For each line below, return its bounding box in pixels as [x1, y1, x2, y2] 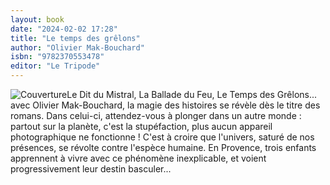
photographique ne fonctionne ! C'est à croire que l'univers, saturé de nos [10, 131, 315, 143]
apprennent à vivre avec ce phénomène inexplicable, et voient [10, 152, 267, 164]
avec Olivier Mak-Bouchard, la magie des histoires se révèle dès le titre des [10, 99, 321, 111]
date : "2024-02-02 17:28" [10, 24, 118, 34]
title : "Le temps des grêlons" [10, 33, 141, 43]
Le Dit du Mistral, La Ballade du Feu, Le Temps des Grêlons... [66, 89, 318, 100]
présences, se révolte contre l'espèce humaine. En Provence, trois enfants [10, 142, 317, 153]
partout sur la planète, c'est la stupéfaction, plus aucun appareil [10, 121, 273, 132]
